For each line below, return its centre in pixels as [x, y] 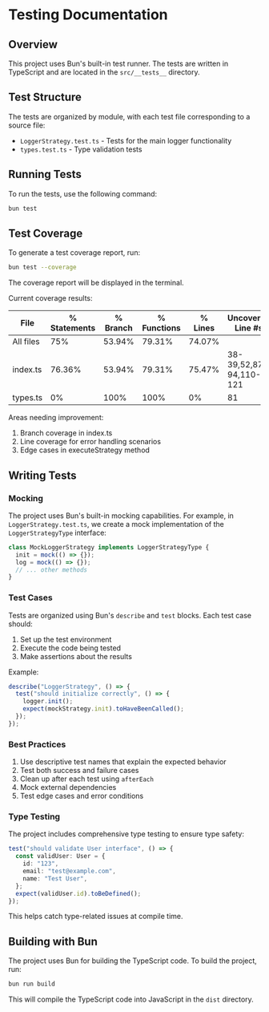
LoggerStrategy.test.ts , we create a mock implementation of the [116, 524]
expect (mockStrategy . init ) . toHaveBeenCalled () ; [103, 709]
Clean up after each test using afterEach [87, 779]
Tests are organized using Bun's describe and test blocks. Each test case [130, 615]
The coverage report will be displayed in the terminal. [96, 283]
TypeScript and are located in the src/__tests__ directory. [104, 72]
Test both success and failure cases [79, 771]
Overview [33, 45]
